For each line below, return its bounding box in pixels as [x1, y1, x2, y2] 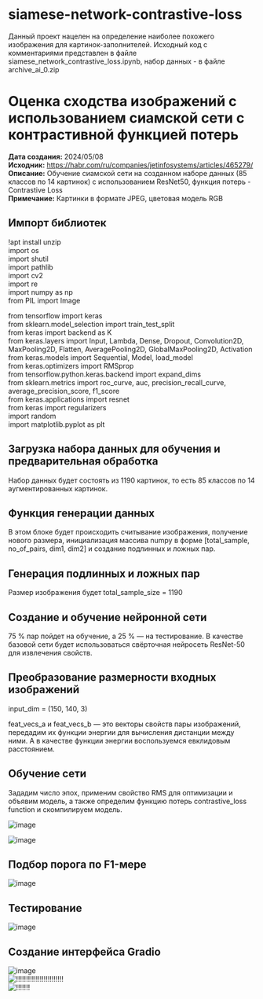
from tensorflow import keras [8, 310, 103, 320]
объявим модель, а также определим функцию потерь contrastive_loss [8, 796, 247, 806]
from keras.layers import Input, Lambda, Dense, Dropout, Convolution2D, [8, 336, 244, 345]
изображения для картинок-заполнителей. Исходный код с [8, 39, 208, 49]
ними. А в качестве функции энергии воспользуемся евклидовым [8, 736, 231, 745]
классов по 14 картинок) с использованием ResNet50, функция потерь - [8, 177, 251, 186]
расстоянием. [8, 744, 55, 754]
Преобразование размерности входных [8, 670, 217, 685]
